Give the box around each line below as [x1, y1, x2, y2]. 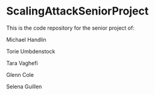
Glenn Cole [6, 71, 34, 78]
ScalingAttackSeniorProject [6, 4, 149, 18]
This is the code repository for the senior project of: [6, 24, 134, 31]
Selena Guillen [6, 83, 42, 90]
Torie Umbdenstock [6, 47, 55, 55]
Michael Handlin [6, 36, 46, 43]
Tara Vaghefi [6, 59, 38, 67]
